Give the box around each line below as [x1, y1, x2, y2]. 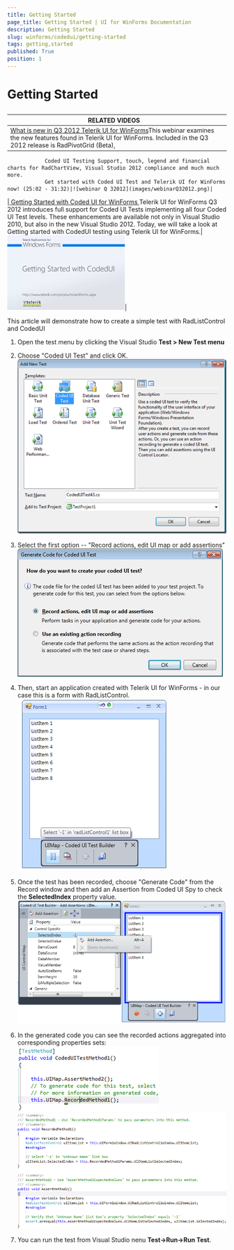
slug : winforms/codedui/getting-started [7, 34, 127, 41]
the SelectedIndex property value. [17, 892, 117, 901]
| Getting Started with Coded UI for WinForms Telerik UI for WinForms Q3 [7, 198, 217, 206]
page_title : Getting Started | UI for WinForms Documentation [7, 18, 192, 26]
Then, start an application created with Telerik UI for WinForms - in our [17, 684, 221, 692]
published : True [7, 48, 54, 55]
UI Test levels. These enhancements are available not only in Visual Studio [7, 212, 221, 221]
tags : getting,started [7, 41, 73, 48]
